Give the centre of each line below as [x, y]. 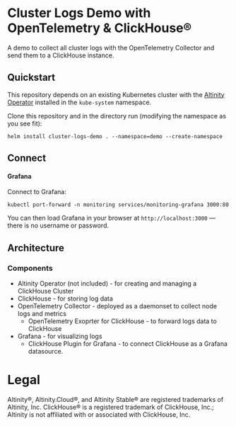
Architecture [36, 248]
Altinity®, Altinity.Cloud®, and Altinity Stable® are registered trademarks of [116, 399]
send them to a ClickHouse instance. [61, 55]
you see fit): [25, 123]
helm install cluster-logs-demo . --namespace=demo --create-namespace [115, 136]
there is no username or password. [58, 225]
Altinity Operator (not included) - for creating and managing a [107, 284]
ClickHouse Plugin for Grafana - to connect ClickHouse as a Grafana [128, 344]
